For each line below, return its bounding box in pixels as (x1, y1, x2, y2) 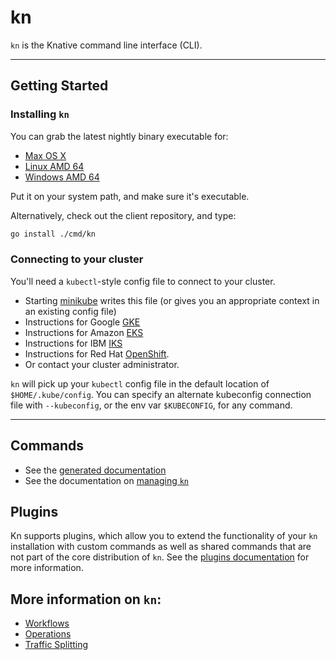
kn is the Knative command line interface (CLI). (10, 39, 203, 51)
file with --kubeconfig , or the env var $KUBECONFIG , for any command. (10, 399, 293, 411)
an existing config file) (24, 305, 117, 317)
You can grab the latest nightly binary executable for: (10, 130, 229, 142)
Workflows (24, 617, 70, 630)
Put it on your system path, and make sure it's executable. (10, 190, 250, 202)
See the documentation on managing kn (24, 474, 189, 486)
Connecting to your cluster (10, 252, 144, 266)
